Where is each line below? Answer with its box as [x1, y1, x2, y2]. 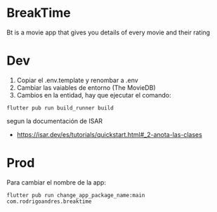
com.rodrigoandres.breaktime [6, 198, 92, 205]
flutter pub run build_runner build [6, 104, 114, 112]
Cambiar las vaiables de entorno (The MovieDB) [16, 83, 156, 92]
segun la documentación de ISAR [6, 117, 103, 125]
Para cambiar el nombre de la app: [6, 178, 107, 187]
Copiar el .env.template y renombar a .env [16, 76, 138, 84]
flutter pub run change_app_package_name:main [6, 192, 145, 199]
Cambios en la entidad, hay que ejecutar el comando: [16, 91, 171, 99]
